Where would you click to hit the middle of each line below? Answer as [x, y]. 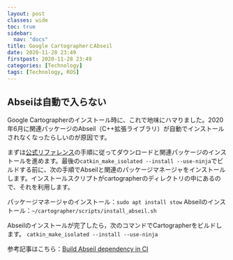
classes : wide [28, 20]
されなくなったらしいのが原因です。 [59, 137]
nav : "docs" [31, 40]
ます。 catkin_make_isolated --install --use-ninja [83, 234]
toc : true [22, 26]
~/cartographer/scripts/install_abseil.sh [94, 211]
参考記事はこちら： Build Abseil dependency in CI [78, 249]
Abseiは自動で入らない [57, 102]
